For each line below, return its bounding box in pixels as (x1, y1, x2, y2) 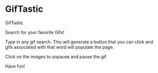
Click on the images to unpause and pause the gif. (5, 53, 107, 60)
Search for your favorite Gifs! (5, 29, 64, 35)
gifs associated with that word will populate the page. (5, 44, 114, 50)
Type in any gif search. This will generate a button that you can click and (5, 38, 154, 45)
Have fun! (5, 63, 25, 69)
